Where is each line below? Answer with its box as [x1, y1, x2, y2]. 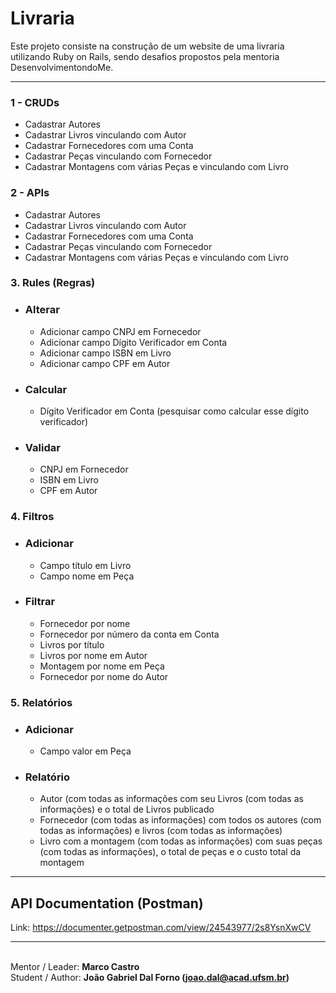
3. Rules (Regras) [10, 276, 96, 290]
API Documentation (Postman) [10, 895, 204, 912]
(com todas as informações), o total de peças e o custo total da [39, 846, 302, 858]
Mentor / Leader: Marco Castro [10, 961, 140, 973]
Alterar [24, 303, 60, 317]
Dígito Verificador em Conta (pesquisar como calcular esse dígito [39, 405, 310, 417]
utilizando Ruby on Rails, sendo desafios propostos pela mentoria [10, 50, 280, 62]
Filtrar [24, 595, 56, 609]
